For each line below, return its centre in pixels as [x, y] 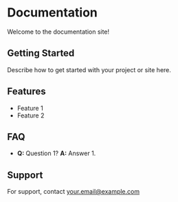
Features [26, 92]
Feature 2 [31, 115]
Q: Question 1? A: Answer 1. [56, 153]
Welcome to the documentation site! [58, 32]
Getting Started [41, 53]
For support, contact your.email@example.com [73, 192]
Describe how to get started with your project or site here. [89, 69]
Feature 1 [30, 108]
